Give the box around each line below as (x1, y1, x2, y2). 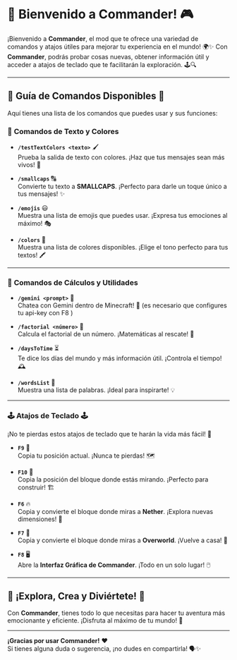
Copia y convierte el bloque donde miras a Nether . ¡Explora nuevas (17, 507, 214, 515)
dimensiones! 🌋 (17, 515, 63, 523)
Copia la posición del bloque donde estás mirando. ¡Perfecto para (17, 475, 209, 484)
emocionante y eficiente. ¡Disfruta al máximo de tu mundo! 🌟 (7, 616, 183, 625)
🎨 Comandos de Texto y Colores (7, 126, 119, 136)
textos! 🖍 (17, 251, 47, 259)
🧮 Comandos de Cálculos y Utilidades (7, 277, 139, 287)
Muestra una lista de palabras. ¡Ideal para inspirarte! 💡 (17, 386, 175, 394)
